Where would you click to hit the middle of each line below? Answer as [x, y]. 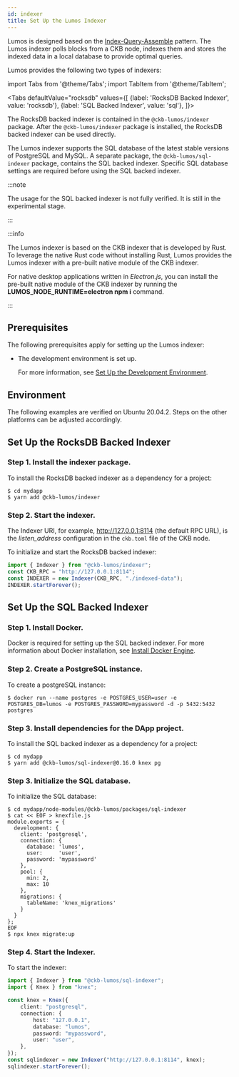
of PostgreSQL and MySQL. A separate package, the [85, 155]
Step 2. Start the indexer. [51, 515]
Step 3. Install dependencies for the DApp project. [96, 728]
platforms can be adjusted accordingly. [65, 420]
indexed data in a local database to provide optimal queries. [95, 56]
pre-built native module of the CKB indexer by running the [92, 284]
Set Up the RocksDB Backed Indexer [89, 442]
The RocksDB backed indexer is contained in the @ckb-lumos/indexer [108, 119]
